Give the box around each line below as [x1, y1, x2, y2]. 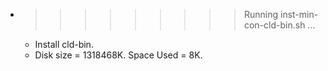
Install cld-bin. [34, 39, 94, 50]
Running [243, 9, 279, 20]
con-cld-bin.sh [243, 19, 306, 31]
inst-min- [279, 9, 319, 20]
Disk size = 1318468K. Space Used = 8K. [34, 49, 203, 61]
